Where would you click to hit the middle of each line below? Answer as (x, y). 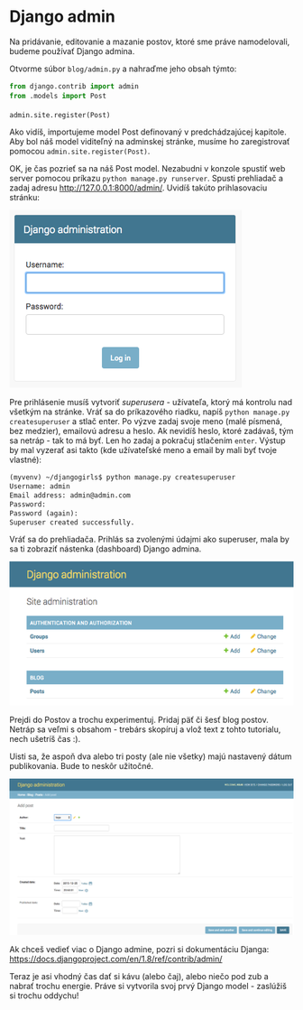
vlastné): (26, 460)
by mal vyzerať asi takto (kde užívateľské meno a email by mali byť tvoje (143, 450)
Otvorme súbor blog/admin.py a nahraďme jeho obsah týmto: (123, 69)
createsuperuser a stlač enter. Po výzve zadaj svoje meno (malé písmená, (146, 422)
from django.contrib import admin (74, 86)
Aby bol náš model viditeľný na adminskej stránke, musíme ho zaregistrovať (150, 142)
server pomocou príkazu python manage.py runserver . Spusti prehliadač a (147, 179)
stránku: (25, 198)
